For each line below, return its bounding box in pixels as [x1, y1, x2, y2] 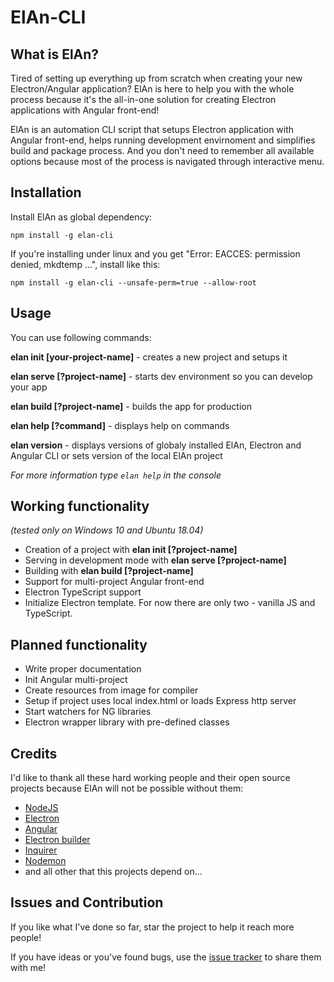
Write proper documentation [24, 663, 142, 675]
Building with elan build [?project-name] [24, 565, 194, 577]
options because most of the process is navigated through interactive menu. [10, 156, 325, 167]
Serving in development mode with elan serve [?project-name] [24, 554, 287, 566]
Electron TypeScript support [24, 586, 142, 598]
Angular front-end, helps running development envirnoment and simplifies [10, 134, 316, 146]
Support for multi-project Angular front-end [24, 576, 205, 588]
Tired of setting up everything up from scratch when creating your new [10, 72, 303, 84]
